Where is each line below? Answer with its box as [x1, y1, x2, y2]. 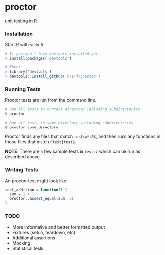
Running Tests [5, 86, 41, 93]
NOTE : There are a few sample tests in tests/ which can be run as [5, 148, 141, 155]
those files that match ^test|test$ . [5, 139, 77, 145]
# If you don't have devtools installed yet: [5, 51, 100, 56]
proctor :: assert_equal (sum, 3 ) [9, 196, 74, 201]
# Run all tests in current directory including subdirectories [5, 106, 140, 112]
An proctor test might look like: [5, 178, 68, 184]
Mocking [12, 240, 31, 246]
